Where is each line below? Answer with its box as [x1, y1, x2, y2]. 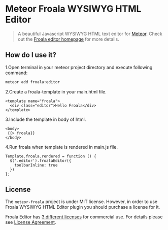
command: [5, 70, 28, 76]
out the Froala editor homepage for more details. [17, 36, 119, 42]
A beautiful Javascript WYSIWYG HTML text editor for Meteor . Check [17, 30, 162, 37]
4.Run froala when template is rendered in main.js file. [5, 144, 118, 150]
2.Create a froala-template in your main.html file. [5, 88, 107, 94]
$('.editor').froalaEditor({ [10, 158, 72, 163]
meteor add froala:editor [5, 79, 60, 84]
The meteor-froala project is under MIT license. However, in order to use [5, 199, 158, 205]
